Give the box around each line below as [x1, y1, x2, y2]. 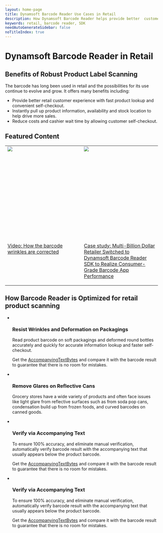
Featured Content [5, 132, 60, 141]
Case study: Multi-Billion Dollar [84, 242, 155, 249]
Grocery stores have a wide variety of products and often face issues [12, 394, 151, 400]
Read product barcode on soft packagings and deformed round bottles [12, 337, 154, 343]
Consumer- [118, 260, 146, 267]
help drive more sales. [12, 113, 57, 119]
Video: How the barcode [7, 242, 63, 249]
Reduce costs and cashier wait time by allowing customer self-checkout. [12, 118, 158, 124]
